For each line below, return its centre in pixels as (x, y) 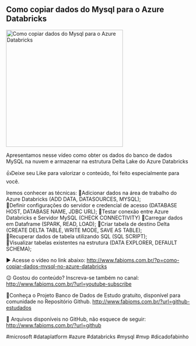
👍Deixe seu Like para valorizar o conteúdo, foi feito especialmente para (93, 173)
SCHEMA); (19, 249)
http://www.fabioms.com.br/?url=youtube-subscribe (69, 284)
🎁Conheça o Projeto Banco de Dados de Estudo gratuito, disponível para (93, 295)
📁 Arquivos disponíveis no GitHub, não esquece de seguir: (76, 319)
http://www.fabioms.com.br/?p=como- (133, 260)
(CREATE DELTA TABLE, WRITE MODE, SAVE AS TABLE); (74, 230)
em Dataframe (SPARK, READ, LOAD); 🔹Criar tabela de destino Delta (88, 224)
